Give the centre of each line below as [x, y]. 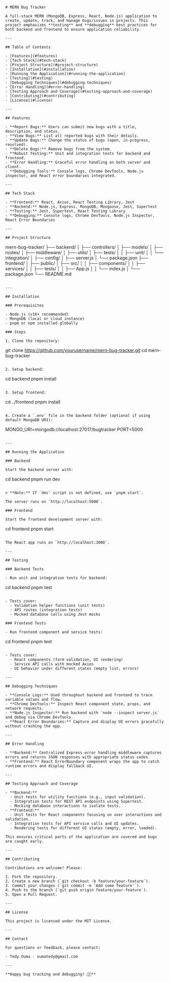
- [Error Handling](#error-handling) [45, 87]
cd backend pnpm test [29, 587]
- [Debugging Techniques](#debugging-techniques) [59, 83]
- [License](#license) [29, 100]
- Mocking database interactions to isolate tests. [66, 806]
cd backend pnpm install [31, 379]
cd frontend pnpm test [29, 641]
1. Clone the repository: [32, 341]
